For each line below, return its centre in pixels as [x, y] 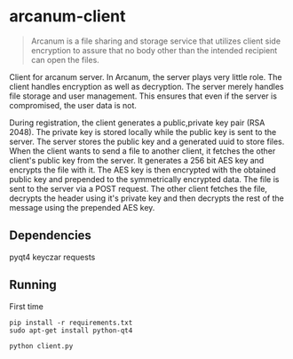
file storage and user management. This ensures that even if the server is [143, 96]
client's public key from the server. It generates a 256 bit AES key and [137, 160]
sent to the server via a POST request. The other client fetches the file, [139, 188]
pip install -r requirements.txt [71, 323]
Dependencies [50, 236]
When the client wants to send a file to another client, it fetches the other [143, 151]
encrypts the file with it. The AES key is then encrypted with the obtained [143, 170]
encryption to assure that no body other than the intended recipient [154, 50]
